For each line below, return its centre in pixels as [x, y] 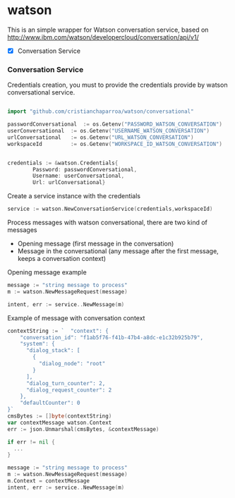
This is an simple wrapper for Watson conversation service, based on [108, 30]
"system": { [37, 344]
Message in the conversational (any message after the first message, [118, 251]
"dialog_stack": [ [53, 351]
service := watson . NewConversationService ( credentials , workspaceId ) [110, 209]
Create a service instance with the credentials [74, 196]
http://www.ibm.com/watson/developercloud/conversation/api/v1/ [103, 37]
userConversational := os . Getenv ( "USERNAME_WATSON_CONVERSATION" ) [109, 131]
